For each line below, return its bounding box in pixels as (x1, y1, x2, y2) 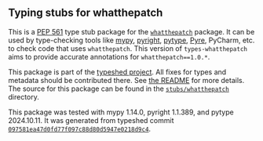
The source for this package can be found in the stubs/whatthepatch (8, 84, 229, 93)
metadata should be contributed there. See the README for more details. (8, 75, 245, 85)
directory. (8, 92, 39, 101)
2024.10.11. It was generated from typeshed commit (8, 115, 174, 125)
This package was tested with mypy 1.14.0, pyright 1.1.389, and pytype (8, 107, 234, 117)
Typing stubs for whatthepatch (8, 6, 163, 20)
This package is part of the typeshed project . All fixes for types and (8, 67, 227, 77)
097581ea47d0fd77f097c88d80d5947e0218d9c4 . (8, 124, 152, 133)
